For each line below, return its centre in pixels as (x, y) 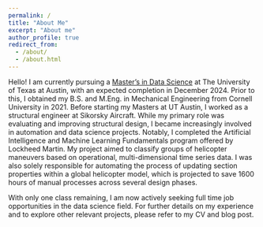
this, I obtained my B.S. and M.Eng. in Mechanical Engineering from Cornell (130, 99)
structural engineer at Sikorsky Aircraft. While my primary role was (116, 115)
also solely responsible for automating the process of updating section (123, 166)
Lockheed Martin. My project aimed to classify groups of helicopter (118, 149)
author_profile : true (44, 37)
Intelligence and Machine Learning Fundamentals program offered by (121, 140)
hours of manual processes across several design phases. (103, 182)
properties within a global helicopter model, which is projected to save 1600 (131, 173)
